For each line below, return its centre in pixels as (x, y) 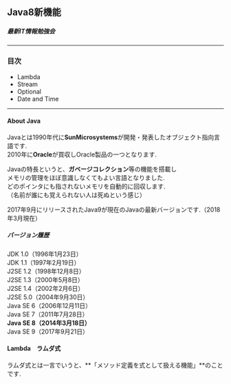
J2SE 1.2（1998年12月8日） (46, 271)
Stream (27, 84)
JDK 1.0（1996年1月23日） (45, 254)
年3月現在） (24, 218)
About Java (24, 121)
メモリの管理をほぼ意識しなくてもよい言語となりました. (86, 177)
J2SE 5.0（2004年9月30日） (48, 297)
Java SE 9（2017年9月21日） (48, 331)
